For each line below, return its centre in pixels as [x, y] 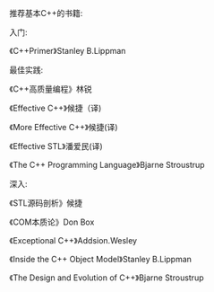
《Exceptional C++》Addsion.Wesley [73, 240]
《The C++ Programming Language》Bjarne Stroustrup [107, 165]
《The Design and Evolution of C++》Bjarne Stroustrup [107, 278]
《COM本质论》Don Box [52, 222]
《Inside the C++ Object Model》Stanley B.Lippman [101, 259]
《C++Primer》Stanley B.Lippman [68, 51]
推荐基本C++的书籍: [46, 13]
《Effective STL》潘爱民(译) [56, 146]
